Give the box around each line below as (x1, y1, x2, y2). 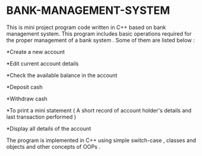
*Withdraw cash (6, 95, 47, 102)
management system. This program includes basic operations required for (6, 30, 192, 37)
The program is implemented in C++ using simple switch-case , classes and (6, 137, 196, 144)
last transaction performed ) (6, 113, 76, 120)
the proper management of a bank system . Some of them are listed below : (6, 36, 195, 44)
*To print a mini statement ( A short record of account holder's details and (6, 106, 192, 114)
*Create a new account (6, 48, 65, 55)
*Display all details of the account (6, 125, 92, 132)
